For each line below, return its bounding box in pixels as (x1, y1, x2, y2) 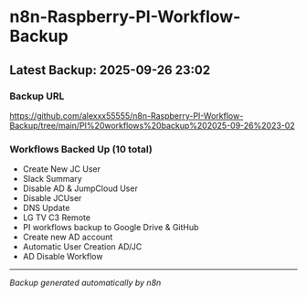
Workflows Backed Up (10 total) (9, 143, 153, 155)
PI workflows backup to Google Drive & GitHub (22, 222, 199, 233)
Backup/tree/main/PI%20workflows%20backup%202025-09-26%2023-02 (9, 120, 295, 131)
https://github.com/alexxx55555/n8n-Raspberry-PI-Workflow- (9, 110, 244, 121)
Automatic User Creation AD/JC (22, 241, 143, 252)
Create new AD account (22, 231, 113, 243)
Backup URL (9, 90, 65, 102)
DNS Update (22, 203, 70, 214)
